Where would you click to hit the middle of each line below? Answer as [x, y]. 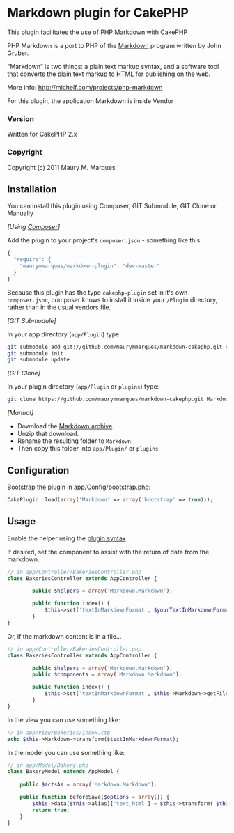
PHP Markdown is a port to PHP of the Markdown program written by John [114, 45]
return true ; [51, 810]
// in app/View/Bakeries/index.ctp [59, 733]
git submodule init [36, 353]
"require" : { [32, 260]
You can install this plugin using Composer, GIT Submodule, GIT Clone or [112, 206]
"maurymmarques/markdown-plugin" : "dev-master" [90, 266]
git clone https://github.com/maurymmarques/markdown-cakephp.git [106, 399]
